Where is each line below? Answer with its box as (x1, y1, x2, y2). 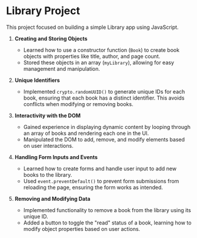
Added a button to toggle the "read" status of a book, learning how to (23, 219, 192, 226)
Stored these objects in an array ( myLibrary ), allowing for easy (23, 59, 175, 66)
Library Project (6, 4, 81, 18)
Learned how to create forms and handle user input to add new (23, 165, 177, 172)
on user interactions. (23, 142, 74, 149)
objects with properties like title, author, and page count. (23, 52, 161, 59)
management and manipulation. (23, 65, 101, 72)
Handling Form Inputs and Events (14, 153, 98, 160)
